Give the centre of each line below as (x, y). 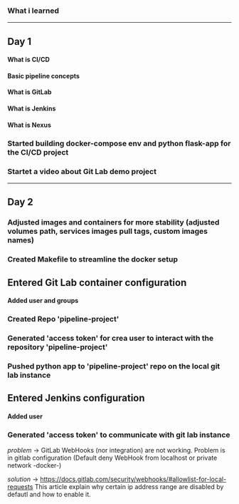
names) (21, 240)
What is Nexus (30, 125)
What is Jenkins (32, 108)
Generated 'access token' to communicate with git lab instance (119, 435)
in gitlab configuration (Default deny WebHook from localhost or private (112, 458)
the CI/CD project (38, 152)
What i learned (33, 11)
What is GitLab (30, 92)
